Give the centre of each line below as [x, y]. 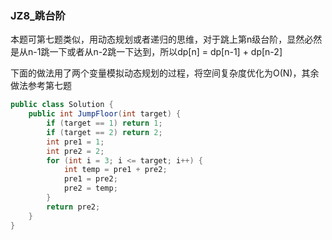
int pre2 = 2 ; [75, 151]
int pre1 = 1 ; [75, 142]
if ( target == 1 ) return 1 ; [104, 123]
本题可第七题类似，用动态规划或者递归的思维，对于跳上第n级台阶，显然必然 [166, 39]
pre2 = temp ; [90, 188]
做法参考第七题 [41, 86]
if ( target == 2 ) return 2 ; [104, 132]
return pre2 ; [73, 207]
